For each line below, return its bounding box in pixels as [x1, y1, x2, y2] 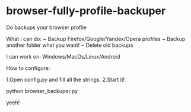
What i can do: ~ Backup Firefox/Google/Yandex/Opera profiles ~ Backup [6, 35, 186, 42]
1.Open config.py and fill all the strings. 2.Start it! [6, 76, 125, 83]
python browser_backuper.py [6, 87, 78, 94]
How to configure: [6, 64, 50, 72]
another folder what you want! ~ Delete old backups [6, 41, 133, 49]
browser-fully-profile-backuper [6, 4, 166, 18]
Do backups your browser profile [6, 24, 87, 31]
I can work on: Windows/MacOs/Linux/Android [6, 53, 120, 60]
